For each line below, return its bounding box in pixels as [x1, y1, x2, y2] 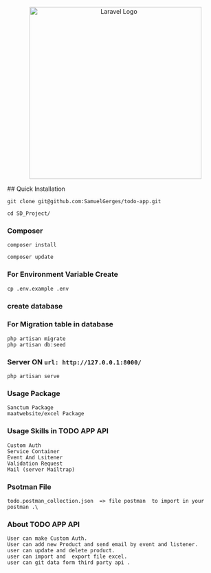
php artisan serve [7, 373, 60, 380]
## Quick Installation [7, 185, 65, 193]
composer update [7, 253, 54, 261]
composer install [7, 242, 57, 249]
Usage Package [7, 389, 60, 399]
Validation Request [7, 460, 63, 467]
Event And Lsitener [7, 454, 63, 461]
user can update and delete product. [7, 548, 115, 554]
